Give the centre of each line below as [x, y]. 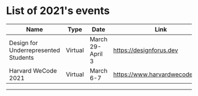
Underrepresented [35, 50]
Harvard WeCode [33, 70]
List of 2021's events [58, 11]
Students [22, 57]
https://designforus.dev [146, 50]
